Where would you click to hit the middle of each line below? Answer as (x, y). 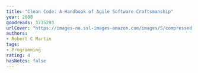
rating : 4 (18, 55)
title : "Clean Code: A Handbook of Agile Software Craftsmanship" (90, 11)
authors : (17, 34)
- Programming (24, 50)
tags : (13, 45)
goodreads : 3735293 (30, 22)
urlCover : (18, 28)
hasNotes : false (26, 61)
